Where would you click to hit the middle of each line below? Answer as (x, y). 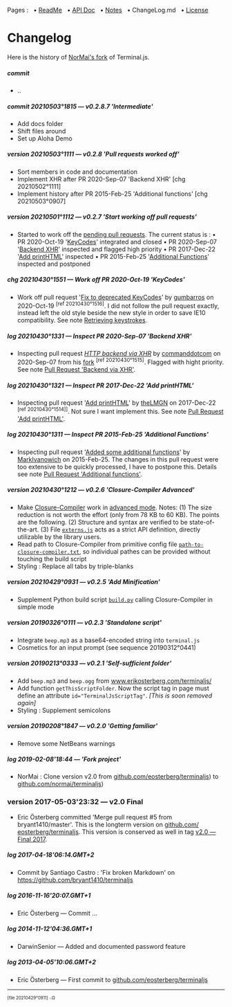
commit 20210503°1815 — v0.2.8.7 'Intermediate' (80, 106)
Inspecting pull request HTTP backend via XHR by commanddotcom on (119, 354)
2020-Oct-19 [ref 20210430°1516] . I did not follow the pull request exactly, (118, 305)
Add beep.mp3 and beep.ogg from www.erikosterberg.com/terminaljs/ (114, 680)
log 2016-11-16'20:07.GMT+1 (49, 896)
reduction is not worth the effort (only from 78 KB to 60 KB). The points (118, 514)
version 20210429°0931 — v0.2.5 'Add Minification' (84, 582)
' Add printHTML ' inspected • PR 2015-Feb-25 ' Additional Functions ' (113, 256)
